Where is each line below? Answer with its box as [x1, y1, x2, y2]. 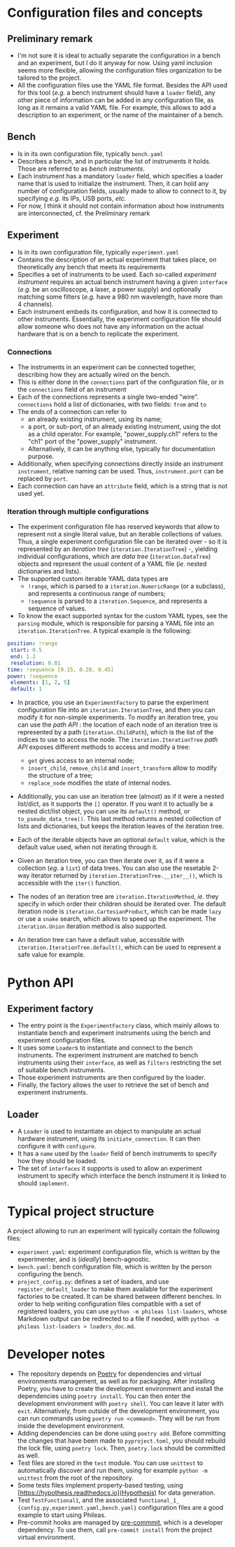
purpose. [27, 452, 55, 460]
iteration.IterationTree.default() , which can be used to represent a [17, 943, 222, 952]
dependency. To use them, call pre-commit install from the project [17, 1525, 213, 1534]
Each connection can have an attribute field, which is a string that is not [17, 481, 228, 490]
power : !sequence [7, 673, 58, 680]
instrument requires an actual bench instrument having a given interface [17, 278, 228, 286]
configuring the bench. [17, 1269, 84, 1278]
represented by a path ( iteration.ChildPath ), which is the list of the [17, 728, 214, 736]
